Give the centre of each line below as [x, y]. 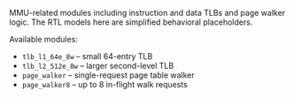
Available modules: [43, 39]
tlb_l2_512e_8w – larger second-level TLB [98, 66]
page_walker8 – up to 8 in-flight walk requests [104, 84]
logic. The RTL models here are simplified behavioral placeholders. [131, 22]
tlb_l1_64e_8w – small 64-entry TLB [87, 56]
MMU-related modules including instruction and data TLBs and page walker [147, 13]
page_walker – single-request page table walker [108, 75]
